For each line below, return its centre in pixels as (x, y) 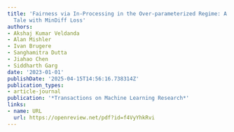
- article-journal (34, 91)
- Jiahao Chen (28, 59)
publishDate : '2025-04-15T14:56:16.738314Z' (73, 79)
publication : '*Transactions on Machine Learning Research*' (98, 98)
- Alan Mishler (29, 40)
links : (17, 105)
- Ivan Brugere (29, 46)
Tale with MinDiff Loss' (50, 20)
